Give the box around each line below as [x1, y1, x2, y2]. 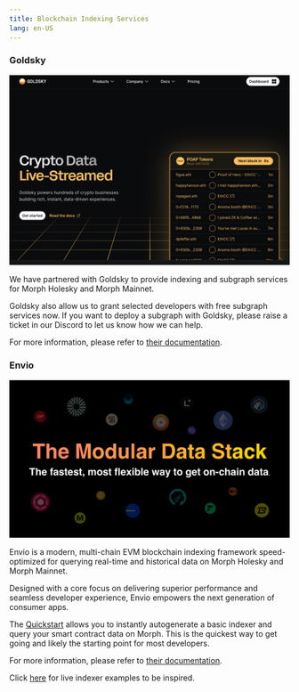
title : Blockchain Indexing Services [9, 14, 149, 23]
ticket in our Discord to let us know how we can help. [9, 320, 204, 330]
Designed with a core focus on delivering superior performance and [9, 583, 258, 594]
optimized [9, 557, 46, 567]
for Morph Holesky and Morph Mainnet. [9, 283, 155, 294]
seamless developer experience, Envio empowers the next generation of [9, 592, 275, 603]
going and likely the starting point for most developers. [9, 638, 211, 649]
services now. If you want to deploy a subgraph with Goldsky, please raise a [9, 310, 287, 321]
